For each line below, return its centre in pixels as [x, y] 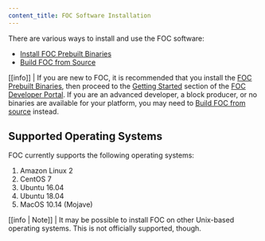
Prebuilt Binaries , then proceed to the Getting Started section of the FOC [127, 86]
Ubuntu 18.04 [42, 196]
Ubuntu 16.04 [42, 188]
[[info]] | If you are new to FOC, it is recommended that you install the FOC [130, 77]
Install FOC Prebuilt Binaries [66, 53]
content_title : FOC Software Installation [80, 16]
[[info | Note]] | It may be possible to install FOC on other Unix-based [121, 220]
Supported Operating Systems [86, 136]
